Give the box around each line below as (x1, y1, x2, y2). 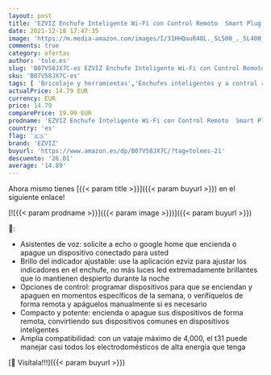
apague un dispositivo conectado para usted (19, 248, 169, 258)
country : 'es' (8, 124, 56, 132)
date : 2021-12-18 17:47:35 (8, 27, 99, 35)
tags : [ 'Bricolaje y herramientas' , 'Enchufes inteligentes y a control (8, 79, 258, 87)
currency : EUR (8, 94, 56, 102)
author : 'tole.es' (8, 57, 70, 65)
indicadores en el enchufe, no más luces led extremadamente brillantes (19, 265, 258, 275)
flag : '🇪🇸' (8, 131, 48, 140)
